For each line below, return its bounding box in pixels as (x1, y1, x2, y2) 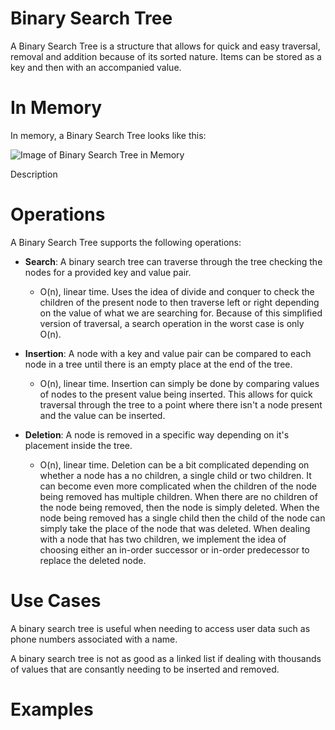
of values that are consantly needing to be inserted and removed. (10, 663, 280, 675)
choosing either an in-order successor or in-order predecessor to (39, 543, 310, 556)
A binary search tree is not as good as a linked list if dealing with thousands (10, 652, 322, 664)
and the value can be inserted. (39, 409, 166, 421)
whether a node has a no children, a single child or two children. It (39, 469, 312, 481)
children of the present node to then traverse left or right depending (39, 296, 320, 308)
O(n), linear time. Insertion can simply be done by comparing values (39, 377, 320, 389)
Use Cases (10, 590, 102, 612)
